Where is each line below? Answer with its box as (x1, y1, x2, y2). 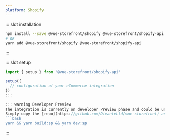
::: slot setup (5, 59, 31, 66)
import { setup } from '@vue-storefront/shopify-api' (5, 69, 121, 75)
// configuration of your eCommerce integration (10, 83, 114, 88)
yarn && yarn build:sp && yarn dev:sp (5, 121, 87, 126)
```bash (5, 116, 22, 121)
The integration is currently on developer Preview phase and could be (5, 107, 159, 112)
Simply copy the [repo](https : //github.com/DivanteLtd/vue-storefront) (5, 111, 159, 117)
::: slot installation (5, 21, 42, 27)
